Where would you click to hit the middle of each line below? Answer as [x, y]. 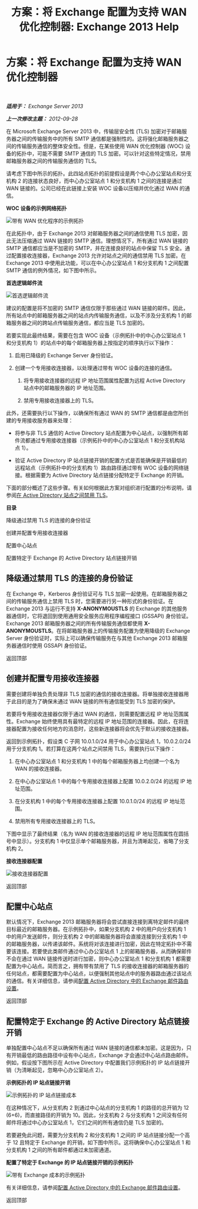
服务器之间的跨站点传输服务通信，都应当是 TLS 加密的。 [79, 322]
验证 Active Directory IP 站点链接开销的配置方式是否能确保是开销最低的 [101, 460]
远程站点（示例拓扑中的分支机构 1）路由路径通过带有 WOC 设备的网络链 [102, 467]
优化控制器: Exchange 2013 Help [99, 27]
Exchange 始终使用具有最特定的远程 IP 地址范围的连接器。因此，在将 [100, 721]
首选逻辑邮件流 [24, 283]
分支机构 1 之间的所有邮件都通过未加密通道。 [60, 1150]
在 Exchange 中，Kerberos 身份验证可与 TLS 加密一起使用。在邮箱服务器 [94, 594]
